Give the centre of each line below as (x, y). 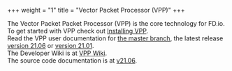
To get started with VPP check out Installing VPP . (78, 31)
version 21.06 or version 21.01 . (51, 46)
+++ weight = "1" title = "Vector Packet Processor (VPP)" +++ (96, 10)
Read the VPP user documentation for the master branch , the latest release (115, 38)
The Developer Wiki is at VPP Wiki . (57, 53)
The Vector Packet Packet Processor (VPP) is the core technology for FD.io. (116, 23)
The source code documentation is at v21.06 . (72, 61)
